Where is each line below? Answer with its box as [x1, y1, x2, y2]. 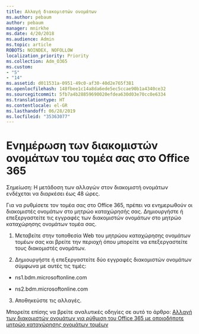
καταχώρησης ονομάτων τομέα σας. [6, 221, 97, 228]
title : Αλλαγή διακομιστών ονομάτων [6, 8, 97, 15]
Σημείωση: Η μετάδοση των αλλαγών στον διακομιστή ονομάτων [6, 184, 168, 191]
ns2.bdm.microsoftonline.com [14, 285, 89, 292]
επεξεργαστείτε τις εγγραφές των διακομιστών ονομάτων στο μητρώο [6, 214, 182, 221]
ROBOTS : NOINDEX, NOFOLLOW [6, 47, 73, 53]
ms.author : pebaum [6, 14, 52, 20]
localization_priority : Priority [6, 53, 89, 59]
